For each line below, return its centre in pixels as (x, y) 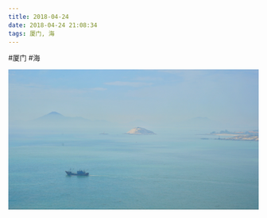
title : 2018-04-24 (39, 17)
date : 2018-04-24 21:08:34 (53, 25)
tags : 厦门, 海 (31, 33)
